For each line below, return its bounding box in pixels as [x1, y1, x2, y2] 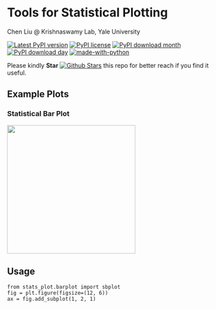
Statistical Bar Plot [7, 109, 70, 119]
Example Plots [7, 88, 70, 100]
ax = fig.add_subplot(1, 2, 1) [7, 296, 96, 303]
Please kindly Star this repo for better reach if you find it [7, 61, 209, 69]
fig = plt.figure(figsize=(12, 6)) [7, 290, 109, 297]
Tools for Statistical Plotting [7, 5, 168, 21]
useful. [7, 69, 27, 77]
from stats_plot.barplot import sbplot [7, 284, 121, 291]
